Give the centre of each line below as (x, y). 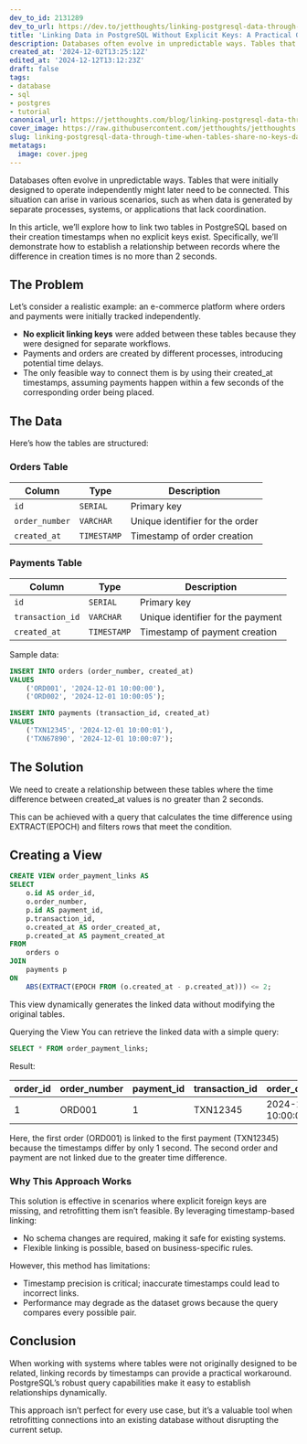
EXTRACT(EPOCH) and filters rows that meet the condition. (121, 826)
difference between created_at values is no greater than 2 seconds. (137, 799)
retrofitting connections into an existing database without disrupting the (144, 1419)
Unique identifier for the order (194, 520)
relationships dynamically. (58, 1392)
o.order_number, (57, 902)
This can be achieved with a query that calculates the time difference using (151, 817)
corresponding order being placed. (89, 392)
